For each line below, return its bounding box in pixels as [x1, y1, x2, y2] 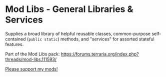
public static [28, 36, 58, 42]
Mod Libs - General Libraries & [5, 3, 133, 15]
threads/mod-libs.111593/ [5, 56, 57, 62]
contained [5, 36, 26, 42]
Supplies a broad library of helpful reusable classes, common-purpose [5, 30, 151, 36]
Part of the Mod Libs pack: [5, 51, 60, 57]
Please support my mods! [5, 66, 58, 72]
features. [5, 41, 24, 47]
